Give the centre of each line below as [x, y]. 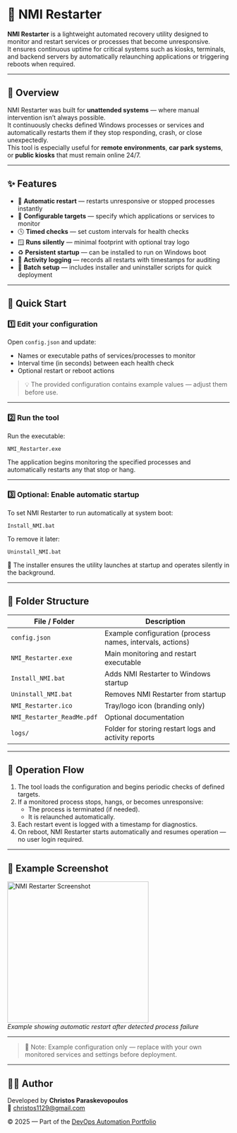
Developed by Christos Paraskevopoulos [68, 1100]
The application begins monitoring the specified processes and [99, 462]
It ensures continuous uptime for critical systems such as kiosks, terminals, [116, 49]
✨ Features [32, 184]
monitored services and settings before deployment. [101, 1055]
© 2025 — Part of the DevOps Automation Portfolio [82, 1122]
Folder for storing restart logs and [160, 729]
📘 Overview [33, 93]
